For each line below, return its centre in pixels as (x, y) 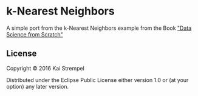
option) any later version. (37, 86)
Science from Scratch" (35, 34)
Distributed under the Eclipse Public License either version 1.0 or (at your (97, 80)
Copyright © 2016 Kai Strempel (46, 68)
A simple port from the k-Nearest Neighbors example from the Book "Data (99, 28)
